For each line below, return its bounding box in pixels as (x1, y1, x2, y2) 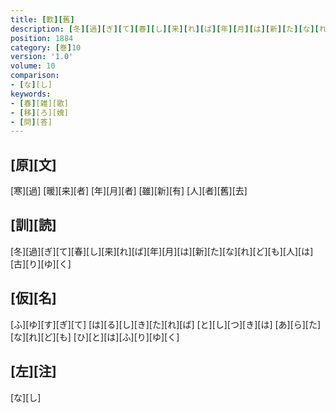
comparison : (10, 71, 60, 81)
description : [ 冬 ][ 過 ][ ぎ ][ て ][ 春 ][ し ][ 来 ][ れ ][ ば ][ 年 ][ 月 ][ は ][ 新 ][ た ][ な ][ (10, 24, 320, 34)
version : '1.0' (10, 52, 74, 62)
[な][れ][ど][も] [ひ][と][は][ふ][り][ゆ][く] (10, 331, 180, 343)
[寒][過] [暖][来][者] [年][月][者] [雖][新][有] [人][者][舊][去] (10, 185, 248, 197)
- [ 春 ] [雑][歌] (10, 98, 70, 108)
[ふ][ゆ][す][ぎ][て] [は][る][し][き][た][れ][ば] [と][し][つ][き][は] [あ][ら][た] (10, 318, 322, 330)
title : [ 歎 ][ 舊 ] (10, 14, 75, 25)
